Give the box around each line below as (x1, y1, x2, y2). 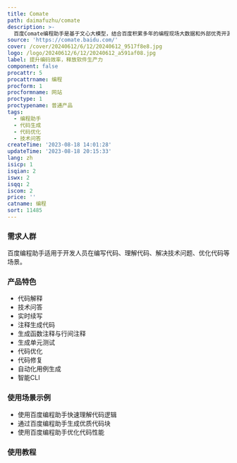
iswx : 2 (7, 174, 30, 181)
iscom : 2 (7, 187, 33, 195)
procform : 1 (7, 82, 42, 89)
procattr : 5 (7, 69, 42, 76)
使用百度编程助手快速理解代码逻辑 (17, 410, 117, 419)
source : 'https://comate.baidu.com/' (7, 37, 119, 44)
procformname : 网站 (7, 89, 63, 96)
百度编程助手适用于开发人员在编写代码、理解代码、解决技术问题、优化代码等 (7, 249, 230, 257)
